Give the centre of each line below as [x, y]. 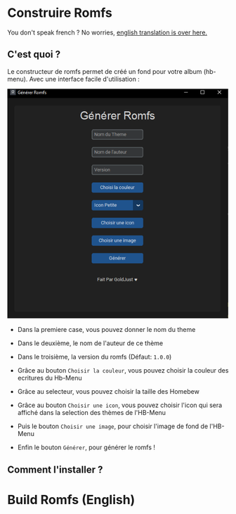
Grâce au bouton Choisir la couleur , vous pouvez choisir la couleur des [123, 371]
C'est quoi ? [34, 54]
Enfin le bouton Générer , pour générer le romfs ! [86, 447]
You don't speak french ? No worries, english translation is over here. [107, 32]
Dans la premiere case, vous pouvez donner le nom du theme [106, 330]
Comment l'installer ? [55, 469]
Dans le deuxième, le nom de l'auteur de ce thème [90, 343]
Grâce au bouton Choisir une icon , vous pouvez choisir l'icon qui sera [120, 405]
